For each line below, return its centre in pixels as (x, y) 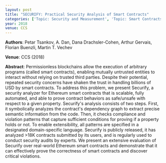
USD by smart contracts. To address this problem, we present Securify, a (80, 88)
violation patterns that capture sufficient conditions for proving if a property (82, 119)
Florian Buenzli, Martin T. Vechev (39, 48)
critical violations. (23, 156)
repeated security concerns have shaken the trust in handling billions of (78, 83)
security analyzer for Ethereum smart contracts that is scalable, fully (75, 93)
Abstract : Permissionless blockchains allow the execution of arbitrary (76, 67)
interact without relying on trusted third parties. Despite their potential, (77, 77)
